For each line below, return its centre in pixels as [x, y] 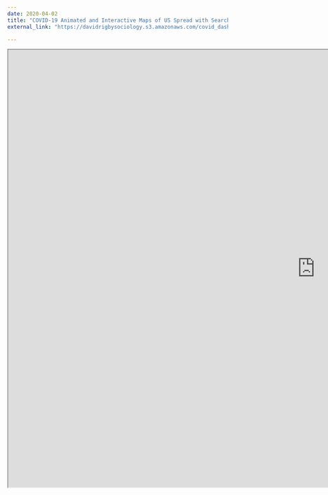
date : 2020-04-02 [33, 14]
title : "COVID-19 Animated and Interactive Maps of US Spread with [108, 20]
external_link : [29, 27]
